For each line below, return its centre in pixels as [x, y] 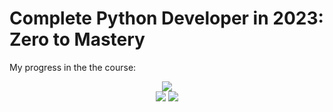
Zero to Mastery [77, 39]
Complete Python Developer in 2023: [166, 18]
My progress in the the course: [73, 67]
